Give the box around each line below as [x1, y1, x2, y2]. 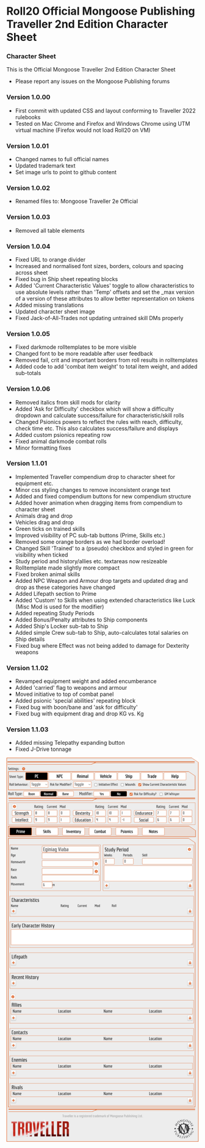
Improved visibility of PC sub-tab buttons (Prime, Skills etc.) [15, 532, 166, 539]
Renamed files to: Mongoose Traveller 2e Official [15, 197, 138, 205]
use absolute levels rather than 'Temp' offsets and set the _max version [15, 288, 195, 296]
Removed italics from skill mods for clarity [15, 398, 121, 406]
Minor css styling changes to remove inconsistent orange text [15, 486, 171, 493]
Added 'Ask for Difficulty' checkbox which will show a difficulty [15, 405, 174, 412]
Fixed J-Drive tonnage [15, 745, 72, 753]
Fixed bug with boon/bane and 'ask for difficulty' [15, 704, 138, 711]
